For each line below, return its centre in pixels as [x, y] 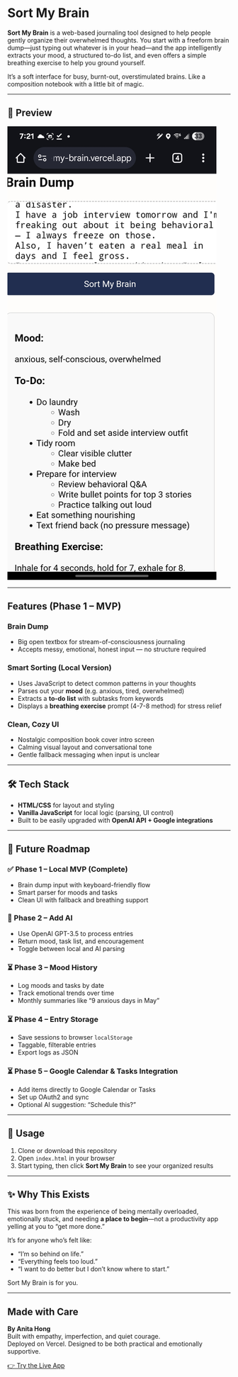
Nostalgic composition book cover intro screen [86, 740]
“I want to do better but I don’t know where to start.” [93, 1269]
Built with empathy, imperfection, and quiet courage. [84, 1337]
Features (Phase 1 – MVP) [64, 606]
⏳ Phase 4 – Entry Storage [53, 1020]
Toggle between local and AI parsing [71, 948]
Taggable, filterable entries [57, 1045]
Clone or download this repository [67, 1150]
